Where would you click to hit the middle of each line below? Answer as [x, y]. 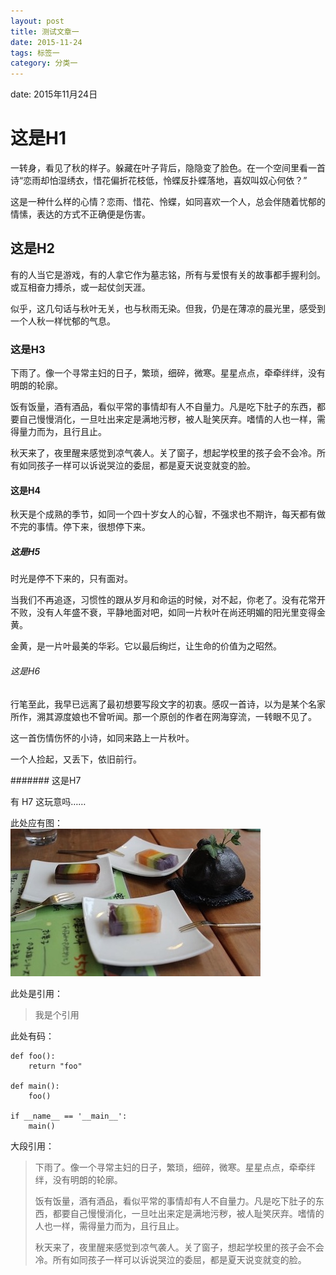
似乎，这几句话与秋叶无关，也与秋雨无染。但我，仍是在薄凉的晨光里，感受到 [168, 308]
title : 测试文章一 [45, 31]
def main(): [35, 1086]
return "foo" [55, 1066]
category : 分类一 [44, 63]
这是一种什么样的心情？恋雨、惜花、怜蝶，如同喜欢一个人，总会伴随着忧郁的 [168, 202]
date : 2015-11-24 [46, 42]
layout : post [37, 21]
